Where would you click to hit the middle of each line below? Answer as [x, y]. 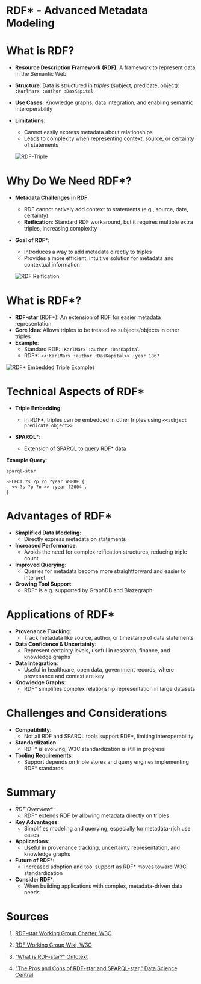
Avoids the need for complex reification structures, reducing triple [106, 552]
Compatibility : [33, 729]
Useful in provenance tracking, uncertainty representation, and [102, 847]
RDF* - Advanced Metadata [77, 11]
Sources [28, 916]
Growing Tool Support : [44, 584]
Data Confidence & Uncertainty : [56, 644]
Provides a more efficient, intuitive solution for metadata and [99, 258]
